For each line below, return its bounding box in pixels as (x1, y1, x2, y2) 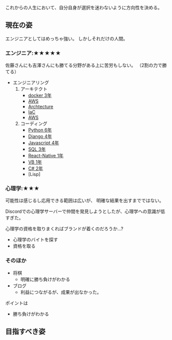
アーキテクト (20, 86, 48, 92)
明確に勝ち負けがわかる (20, 276, 70, 282)
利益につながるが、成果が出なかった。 (20, 289, 102, 295)
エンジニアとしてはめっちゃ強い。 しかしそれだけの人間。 (5, 35, 128, 42)
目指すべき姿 (5, 327, 46, 336)
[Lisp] (28, 171, 41, 177)
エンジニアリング (12, 79, 49, 86)
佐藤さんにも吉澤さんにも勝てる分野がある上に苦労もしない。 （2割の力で (5, 62, 163, 68)
